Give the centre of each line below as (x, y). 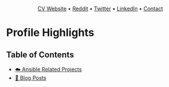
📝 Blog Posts (30, 78)
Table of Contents (40, 55)
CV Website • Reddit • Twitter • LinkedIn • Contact (100, 9)
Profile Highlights (50, 33)
